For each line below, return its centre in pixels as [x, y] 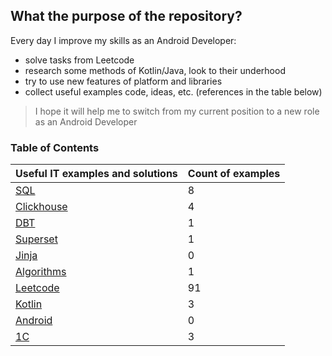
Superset [36, 239]
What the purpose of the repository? [126, 16]
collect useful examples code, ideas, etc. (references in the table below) [173, 91]
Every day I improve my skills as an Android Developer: [123, 40]
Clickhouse [41, 207]
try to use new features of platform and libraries [123, 81]
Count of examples [234, 174]
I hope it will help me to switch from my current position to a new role [177, 111]
